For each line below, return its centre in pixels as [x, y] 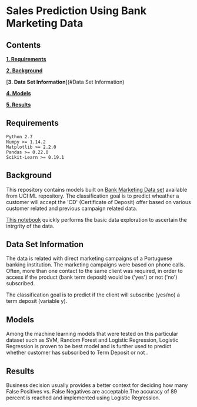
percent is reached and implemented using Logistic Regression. [83, 398]
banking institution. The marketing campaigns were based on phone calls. [96, 265]
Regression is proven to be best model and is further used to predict [89, 346]
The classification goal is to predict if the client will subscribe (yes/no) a [93, 295]
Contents [24, 45]
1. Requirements [26, 59]
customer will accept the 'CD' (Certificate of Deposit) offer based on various [98, 202]
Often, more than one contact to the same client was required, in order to [95, 271]
